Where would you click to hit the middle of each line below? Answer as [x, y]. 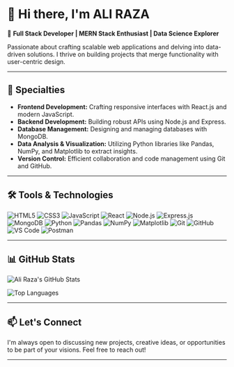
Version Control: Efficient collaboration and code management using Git [121, 158]
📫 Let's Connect [45, 322]
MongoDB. [33, 136]
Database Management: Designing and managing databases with [112, 129]
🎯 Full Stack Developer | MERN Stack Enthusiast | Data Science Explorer [113, 33]
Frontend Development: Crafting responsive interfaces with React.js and [122, 106]
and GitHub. [34, 165]
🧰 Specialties [36, 90]
